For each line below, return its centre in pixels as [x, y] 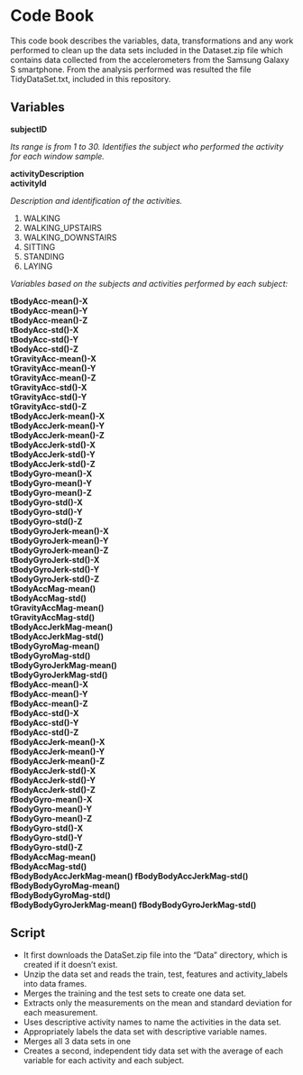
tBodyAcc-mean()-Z [49, 320]
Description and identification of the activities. [96, 200]
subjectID [29, 129]
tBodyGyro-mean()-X [51, 473]
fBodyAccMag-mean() [53, 857]
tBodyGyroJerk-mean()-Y [60, 540]
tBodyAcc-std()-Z [45, 349]
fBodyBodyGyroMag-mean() [65, 886]
